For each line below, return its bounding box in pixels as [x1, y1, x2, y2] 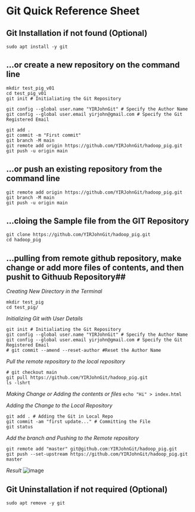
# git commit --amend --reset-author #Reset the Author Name [6, 348, 162, 354]
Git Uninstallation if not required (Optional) [6, 484, 168, 494]
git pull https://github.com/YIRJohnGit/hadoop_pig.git [6, 375, 148, 381]
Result [6, 467, 22, 474]
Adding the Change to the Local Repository [6, 402, 113, 409]
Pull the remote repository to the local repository [6, 358, 125, 365]
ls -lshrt [6, 380, 31, 386]
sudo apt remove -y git [6, 500, 66, 506]
